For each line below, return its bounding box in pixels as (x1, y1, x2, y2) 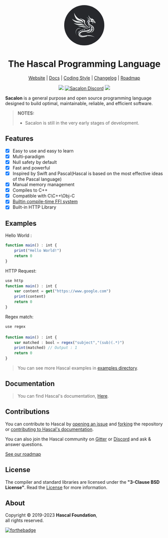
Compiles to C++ (12, 187, 48, 193)
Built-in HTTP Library (12, 204, 57, 210)
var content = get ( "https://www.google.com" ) (14, 289, 111, 294)
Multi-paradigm (12, 153, 45, 159)
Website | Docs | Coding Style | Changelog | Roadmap (28, 75, 140, 81)
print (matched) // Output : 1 (14, 345, 78, 350)
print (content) (14, 294, 46, 299)
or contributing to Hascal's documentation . (5, 426, 94, 432)
